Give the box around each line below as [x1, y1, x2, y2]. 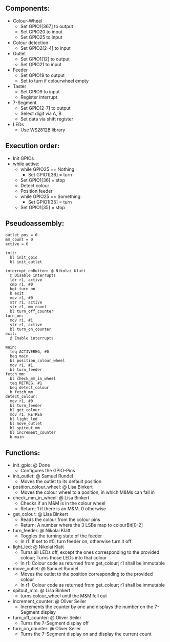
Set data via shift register [20, 115, 73, 122]
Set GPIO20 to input [20, 28, 63, 35]
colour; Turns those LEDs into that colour [20, 555, 107, 561]
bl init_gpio [10, 255, 38, 260]
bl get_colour [10, 408, 40, 413]
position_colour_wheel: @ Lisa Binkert [12, 484, 93, 490]
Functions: [5, 448, 40, 457]
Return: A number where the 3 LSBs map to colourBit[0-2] [20, 522, 143, 528]
